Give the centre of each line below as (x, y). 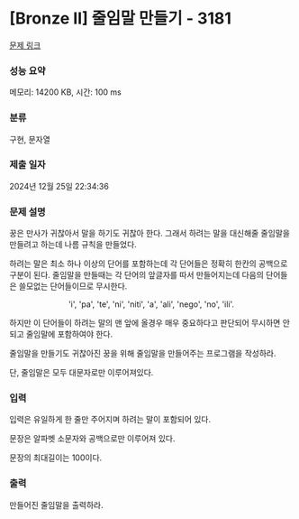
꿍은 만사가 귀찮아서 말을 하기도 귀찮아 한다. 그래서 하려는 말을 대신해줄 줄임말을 (150, 233)
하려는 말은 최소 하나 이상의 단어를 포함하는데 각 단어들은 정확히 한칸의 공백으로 (149, 264)
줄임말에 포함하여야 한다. (69, 334)
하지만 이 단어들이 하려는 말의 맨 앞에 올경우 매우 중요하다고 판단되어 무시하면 (145, 323)
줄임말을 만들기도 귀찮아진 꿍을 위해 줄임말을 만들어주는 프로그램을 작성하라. (143, 354)
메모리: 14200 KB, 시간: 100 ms (65, 92)
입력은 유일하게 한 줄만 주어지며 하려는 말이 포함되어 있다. (110, 420)
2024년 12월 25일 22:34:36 (59, 186)
